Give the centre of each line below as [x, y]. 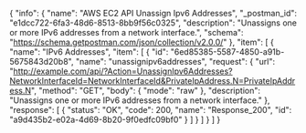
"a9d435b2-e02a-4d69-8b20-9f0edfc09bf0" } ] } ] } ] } [115, 119]
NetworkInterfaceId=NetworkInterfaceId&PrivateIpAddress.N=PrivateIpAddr [153, 81]
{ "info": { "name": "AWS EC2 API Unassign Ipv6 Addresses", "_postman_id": [153, 13]
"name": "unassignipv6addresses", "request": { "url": [175, 61]
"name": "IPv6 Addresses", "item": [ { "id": [89, 52]
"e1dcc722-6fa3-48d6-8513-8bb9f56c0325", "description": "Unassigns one [153, 23]
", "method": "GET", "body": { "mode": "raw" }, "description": [146, 91]
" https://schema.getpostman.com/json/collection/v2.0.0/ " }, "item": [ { [142, 42]
